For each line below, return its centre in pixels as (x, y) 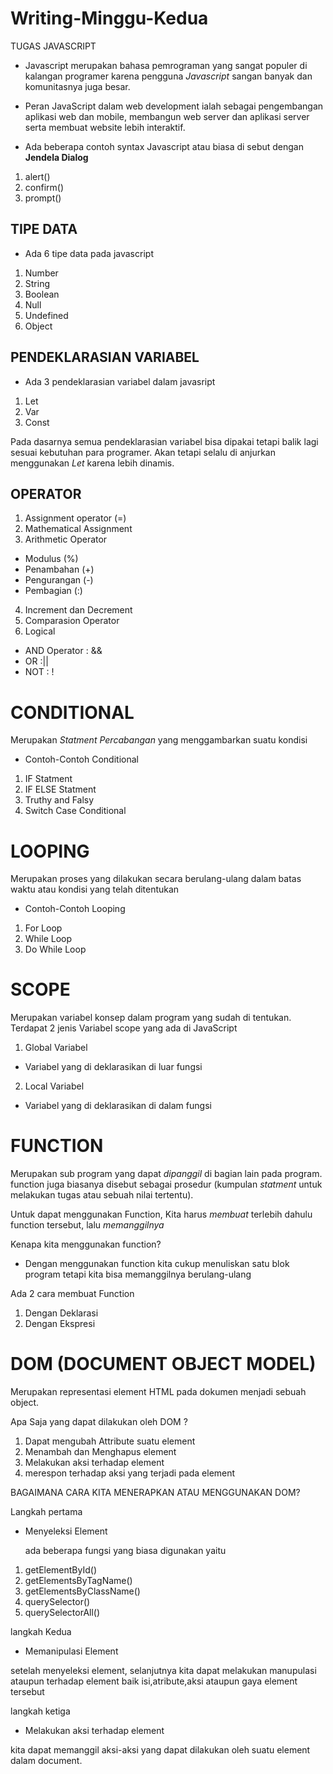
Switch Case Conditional (75, 811)
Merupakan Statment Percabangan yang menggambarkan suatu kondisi (159, 740)
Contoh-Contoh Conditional (81, 759)
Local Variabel (54, 1086)
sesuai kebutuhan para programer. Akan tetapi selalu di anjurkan (143, 452)
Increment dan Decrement (78, 610)
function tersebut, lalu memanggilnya (87, 1225)
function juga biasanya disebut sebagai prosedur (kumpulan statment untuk (166, 1184)
